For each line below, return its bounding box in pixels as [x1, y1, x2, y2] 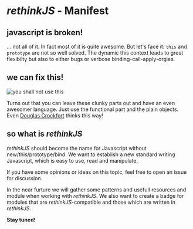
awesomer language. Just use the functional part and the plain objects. [6, 106, 179, 113]
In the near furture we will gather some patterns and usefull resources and [6, 186, 187, 193]
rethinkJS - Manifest [6, 4, 109, 18]
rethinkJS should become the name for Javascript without [6, 144, 147, 151]
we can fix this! [6, 72, 64, 83]
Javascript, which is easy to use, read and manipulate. [6, 157, 138, 164]
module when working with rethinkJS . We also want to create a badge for [6, 192, 184, 199]
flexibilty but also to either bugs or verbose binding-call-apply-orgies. [6, 56, 175, 62]
